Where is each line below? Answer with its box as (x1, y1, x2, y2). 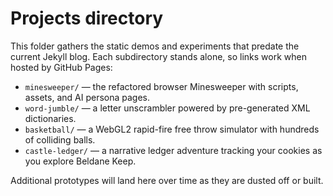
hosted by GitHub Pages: (10, 61, 113, 73)
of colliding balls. (24, 133, 96, 146)
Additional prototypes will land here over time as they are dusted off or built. (10, 174, 324, 186)
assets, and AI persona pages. (24, 91, 151, 103)
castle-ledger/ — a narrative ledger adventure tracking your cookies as (24, 144, 323, 156)
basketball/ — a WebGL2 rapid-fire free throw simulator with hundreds (24, 123, 320, 135)
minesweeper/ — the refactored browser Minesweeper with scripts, (24, 80, 299, 92)
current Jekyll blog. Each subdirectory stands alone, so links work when (10, 50, 307, 62)
